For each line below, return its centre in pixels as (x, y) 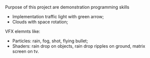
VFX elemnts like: (23, 31)
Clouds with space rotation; (40, 22)
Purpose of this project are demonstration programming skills (67, 7)
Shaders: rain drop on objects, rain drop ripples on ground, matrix (79, 46)
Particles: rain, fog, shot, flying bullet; (50, 41)
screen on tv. (26, 51)
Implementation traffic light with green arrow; (58, 16)
